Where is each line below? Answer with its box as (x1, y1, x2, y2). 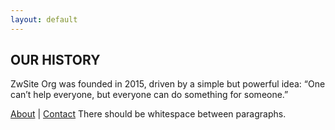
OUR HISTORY (10, 52, 101, 69)
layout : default (10, 14, 78, 25)
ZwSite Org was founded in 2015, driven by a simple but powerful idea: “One (10, 78, 326, 90)
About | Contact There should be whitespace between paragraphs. (10, 108, 287, 120)
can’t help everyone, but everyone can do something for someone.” (10, 89, 289, 101)
